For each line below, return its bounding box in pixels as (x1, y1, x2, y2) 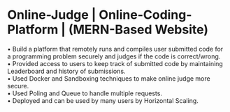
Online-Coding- (99, 7, 192, 23)
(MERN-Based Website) (68, 22, 208, 38)
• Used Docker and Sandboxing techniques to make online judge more (7, 74, 211, 83)
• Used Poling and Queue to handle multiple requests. (7, 89, 163, 97)
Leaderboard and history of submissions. (7, 67, 126, 75)
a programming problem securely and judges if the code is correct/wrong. (7, 52, 221, 61)
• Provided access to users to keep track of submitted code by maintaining (7, 59, 224, 67)
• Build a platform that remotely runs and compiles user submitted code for (7, 45, 224, 53)
